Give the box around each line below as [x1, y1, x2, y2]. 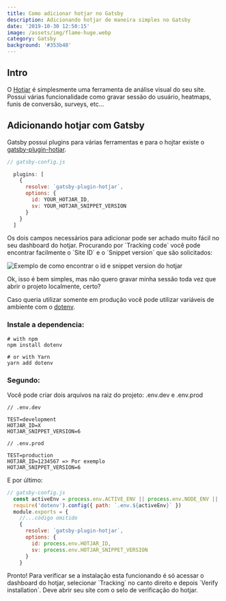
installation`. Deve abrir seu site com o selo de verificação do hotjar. [7, 586, 198, 594]
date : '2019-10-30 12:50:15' [7, 23, 90, 29]
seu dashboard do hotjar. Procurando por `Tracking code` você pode [7, 241, 201, 250]
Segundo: [7, 375, 40, 385]
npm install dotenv [7, 342, 63, 348]
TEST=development [7, 415, 57, 423]
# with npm [7, 335, 38, 342]
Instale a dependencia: [7, 320, 85, 329]
